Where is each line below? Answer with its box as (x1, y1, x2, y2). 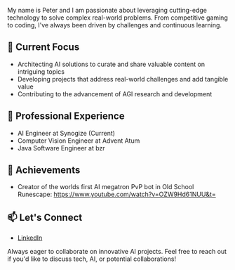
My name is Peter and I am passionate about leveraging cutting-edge (7, 6, 207, 14)
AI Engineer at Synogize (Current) (17, 129, 116, 137)
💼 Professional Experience (7, 110, 125, 122)
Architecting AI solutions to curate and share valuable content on (17, 60, 206, 68)
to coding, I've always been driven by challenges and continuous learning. (7, 21, 222, 29)
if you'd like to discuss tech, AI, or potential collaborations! (7, 255, 177, 263)
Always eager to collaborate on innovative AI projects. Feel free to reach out (7, 247, 227, 256)
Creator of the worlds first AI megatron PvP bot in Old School (17, 183, 194, 191)
